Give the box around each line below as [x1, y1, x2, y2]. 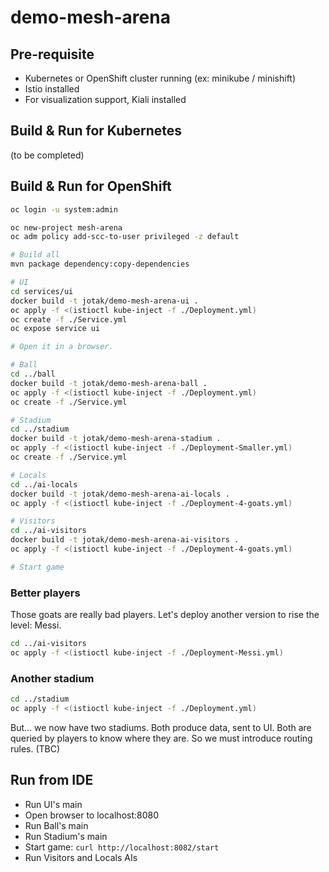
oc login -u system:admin [10, 204, 118, 215]
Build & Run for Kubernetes [10, 122, 183, 140]
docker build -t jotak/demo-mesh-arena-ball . [10, 378, 208, 388]
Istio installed [24, 83, 80, 95]
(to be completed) [10, 149, 85, 161]
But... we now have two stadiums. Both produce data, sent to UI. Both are [10, 721, 312, 733]
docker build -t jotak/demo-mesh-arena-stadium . [10, 434, 222, 444]
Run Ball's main [24, 819, 89, 831]
